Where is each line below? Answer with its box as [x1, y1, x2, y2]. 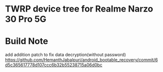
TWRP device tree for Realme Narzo [5, 3, 153, 14]
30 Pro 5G [5, 14, 46, 25]
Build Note [5, 36, 48, 47]
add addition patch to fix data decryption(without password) [5, 52, 126, 58]
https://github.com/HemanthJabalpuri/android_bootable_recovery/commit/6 [5, 57, 158, 63]
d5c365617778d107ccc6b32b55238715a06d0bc [5, 62, 102, 68]
